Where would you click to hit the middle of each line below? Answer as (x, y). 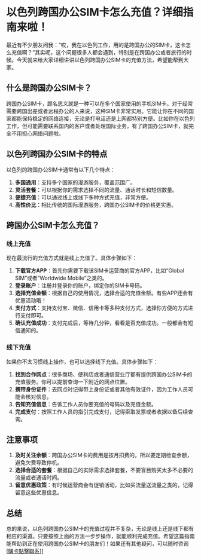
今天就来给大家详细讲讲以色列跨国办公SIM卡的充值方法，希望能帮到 (100, 60)
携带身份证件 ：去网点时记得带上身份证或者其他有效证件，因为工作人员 (101, 389)
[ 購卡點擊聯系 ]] (25, 551)
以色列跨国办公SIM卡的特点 (57, 154)
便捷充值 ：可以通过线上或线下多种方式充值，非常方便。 (83, 197)
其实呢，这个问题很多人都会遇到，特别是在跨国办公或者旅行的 (111, 52)
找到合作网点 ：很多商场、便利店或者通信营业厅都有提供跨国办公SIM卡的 (103, 374)
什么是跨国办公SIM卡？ (49, 88)
